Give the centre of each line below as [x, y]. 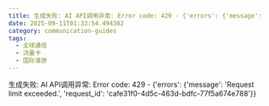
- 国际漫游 [31, 61]
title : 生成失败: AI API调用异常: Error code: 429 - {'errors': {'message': [135, 16]
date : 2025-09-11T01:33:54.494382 [66, 23]
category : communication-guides [62, 31]
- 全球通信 [31, 46]
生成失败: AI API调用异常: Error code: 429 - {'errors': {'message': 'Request [131, 84]
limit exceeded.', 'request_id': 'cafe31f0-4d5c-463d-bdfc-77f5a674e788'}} [132, 93]
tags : [17, 38]
